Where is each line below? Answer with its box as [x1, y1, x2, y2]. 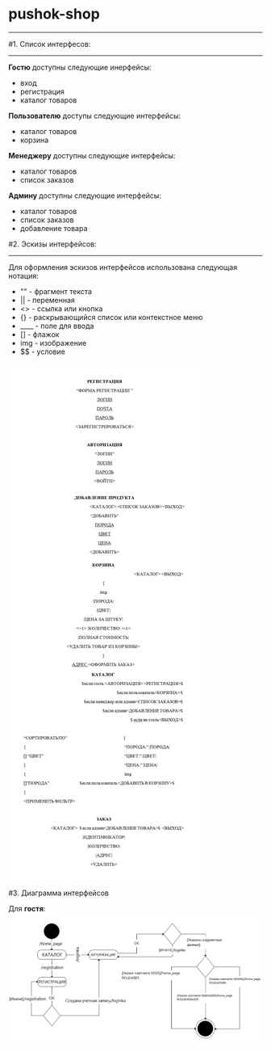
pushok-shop [8, 5, 101, 23]
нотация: [8, 271, 39, 280]
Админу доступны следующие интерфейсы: [8, 191, 161, 200]
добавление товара [19, 223, 88, 233]
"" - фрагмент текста [19, 286, 93, 296]
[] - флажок [19, 329, 60, 339]
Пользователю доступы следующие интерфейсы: [8, 111, 181, 120]
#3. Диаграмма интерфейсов [8, 888, 109, 898]
